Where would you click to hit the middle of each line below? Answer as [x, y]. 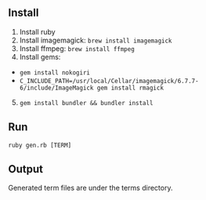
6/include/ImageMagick [56, 88]
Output [25, 169]
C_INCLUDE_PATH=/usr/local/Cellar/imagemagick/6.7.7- [109, 81]
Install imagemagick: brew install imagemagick [96, 40]
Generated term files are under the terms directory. [90, 188]
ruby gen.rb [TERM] [40, 145]
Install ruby [38, 31]
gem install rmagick [130, 88]
